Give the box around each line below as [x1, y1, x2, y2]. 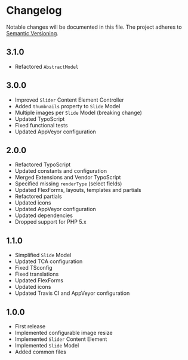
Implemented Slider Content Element [14, 335, 107, 343]
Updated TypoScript [14, 115, 65, 123]
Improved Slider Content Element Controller [14, 96, 124, 103]
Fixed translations [14, 270, 59, 278]
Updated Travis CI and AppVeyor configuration [14, 289, 130, 297]
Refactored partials [14, 193, 62, 200]
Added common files [14, 348, 67, 355]
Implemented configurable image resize [14, 330, 113, 336]
